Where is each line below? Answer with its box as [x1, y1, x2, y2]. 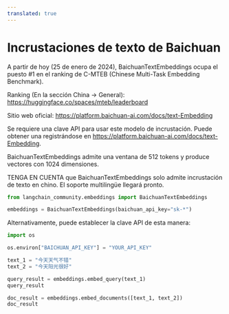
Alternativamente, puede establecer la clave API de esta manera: [7, 218, 191, 227]
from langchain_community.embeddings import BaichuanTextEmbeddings [7, 193, 208, 200]
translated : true [7, 10, 57, 17]
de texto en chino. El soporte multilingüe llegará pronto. [7, 180, 164, 189]
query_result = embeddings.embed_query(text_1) [7, 275, 146, 282]
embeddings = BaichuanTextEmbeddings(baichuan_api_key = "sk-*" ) [7, 206, 193, 213]
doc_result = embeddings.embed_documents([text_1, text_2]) [7, 294, 184, 302]
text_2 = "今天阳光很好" [7, 263, 72, 270]
